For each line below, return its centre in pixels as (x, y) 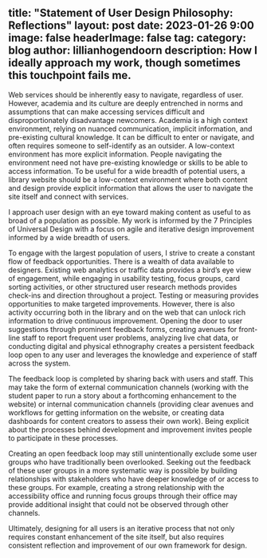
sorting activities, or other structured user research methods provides (123, 287)
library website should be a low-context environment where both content (128, 180)
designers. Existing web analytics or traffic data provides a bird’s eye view (130, 270)
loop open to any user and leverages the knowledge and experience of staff (133, 354)
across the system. (39, 363)
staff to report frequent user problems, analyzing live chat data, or (130, 338)
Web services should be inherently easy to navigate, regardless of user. (126, 94)
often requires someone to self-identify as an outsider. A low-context (122, 145)
